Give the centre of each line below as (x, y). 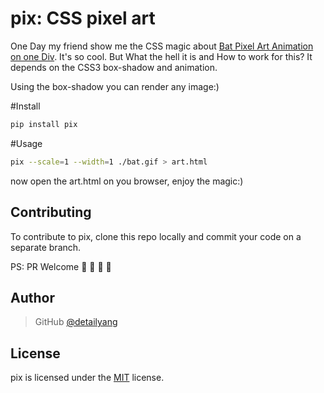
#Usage (26, 143)
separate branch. (46, 247)
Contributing (51, 212)
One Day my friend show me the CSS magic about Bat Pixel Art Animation (162, 46)
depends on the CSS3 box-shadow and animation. (114, 67)
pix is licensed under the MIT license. (87, 378)
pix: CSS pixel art (83, 18)
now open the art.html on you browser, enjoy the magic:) (127, 181)
